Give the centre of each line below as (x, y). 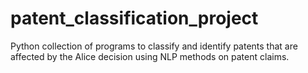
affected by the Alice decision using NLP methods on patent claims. (150, 56)
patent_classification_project (134, 18)
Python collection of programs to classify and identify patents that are (154, 46)
